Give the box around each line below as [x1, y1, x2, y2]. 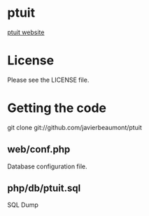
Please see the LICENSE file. [7, 75, 90, 84]
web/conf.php [7, 143, 71, 155]
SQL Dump [7, 201, 38, 209]
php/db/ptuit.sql [7, 182, 81, 194]
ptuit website [7, 28, 45, 36]
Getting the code [7, 100, 107, 116]
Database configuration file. [7, 162, 87, 171]
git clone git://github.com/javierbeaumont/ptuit [7, 123, 142, 131]
